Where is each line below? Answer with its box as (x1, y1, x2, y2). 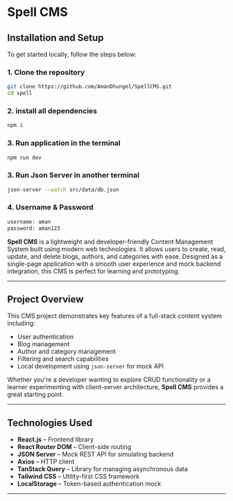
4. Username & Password (7, 203, 94, 212)
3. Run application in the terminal (7, 138, 121, 148)
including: (7, 319, 36, 328)
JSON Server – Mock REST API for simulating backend (17, 450, 174, 459)
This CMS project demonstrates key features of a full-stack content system (7, 312, 223, 320)
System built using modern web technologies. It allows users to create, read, (7, 244, 226, 253)
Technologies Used (7, 417, 92, 429)
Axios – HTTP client (17, 457, 75, 466)
